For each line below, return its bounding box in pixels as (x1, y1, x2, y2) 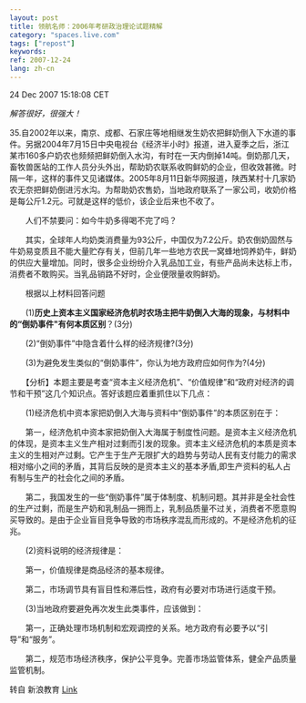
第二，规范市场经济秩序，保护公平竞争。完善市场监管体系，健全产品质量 (25, 653, 297, 664)
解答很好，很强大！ (9, 107, 82, 118)
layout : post (9, 13, 59, 23)
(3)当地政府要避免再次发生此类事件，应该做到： (25, 603, 204, 614)
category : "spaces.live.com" (9, 30, 120, 39)
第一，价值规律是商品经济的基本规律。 (25, 564, 169, 575)
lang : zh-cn (9, 65, 55, 74)
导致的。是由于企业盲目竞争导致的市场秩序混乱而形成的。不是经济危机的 (16, 514, 289, 525)
